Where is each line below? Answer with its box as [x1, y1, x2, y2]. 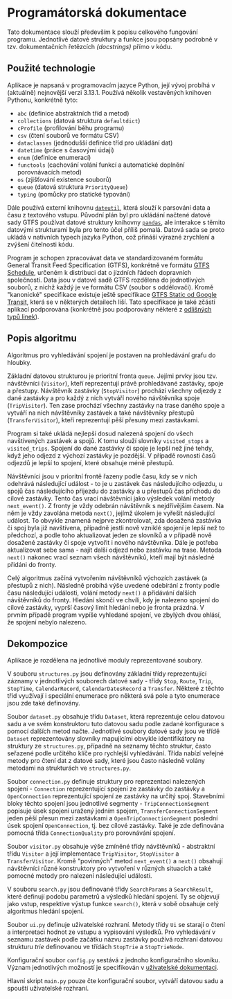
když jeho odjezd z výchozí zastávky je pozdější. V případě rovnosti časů [7, 451, 216, 460]
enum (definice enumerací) [17, 153, 91, 161]
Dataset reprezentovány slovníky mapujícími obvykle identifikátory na [7, 735, 205, 743]
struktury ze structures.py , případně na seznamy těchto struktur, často [7, 742, 211, 750]
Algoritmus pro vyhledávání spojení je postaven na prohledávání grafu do [7, 351, 216, 359]
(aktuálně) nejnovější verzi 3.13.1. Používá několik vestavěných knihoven [7, 88, 212, 96]
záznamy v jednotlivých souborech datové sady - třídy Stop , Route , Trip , [7, 677, 213, 685]
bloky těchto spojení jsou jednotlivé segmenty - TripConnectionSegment [7, 800, 210, 808]
